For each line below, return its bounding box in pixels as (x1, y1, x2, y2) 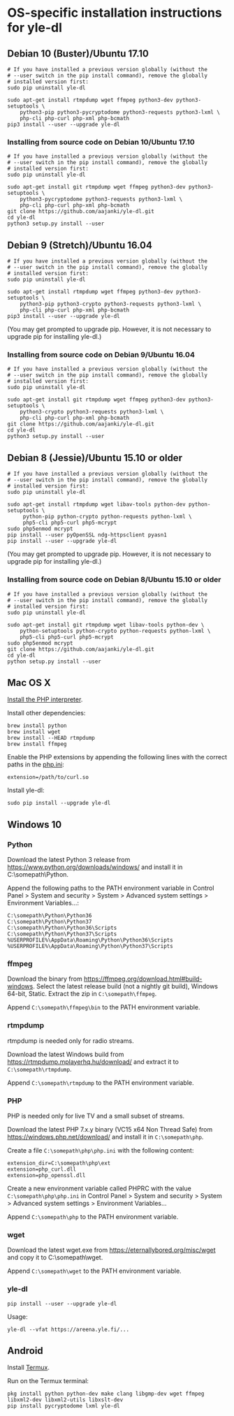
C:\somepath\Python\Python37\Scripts (7, 930, 117, 937)
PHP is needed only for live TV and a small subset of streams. (7, 1111, 185, 1120)
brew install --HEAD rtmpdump (7, 735, 96, 742)
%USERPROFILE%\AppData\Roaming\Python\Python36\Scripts (7, 937, 173, 944)
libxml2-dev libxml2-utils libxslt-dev (7, 1396, 124, 1403)
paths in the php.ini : (7, 760, 64, 769)
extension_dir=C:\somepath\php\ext (7, 1160, 111, 1167)
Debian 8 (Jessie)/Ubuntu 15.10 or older (7, 452, 183, 464)
